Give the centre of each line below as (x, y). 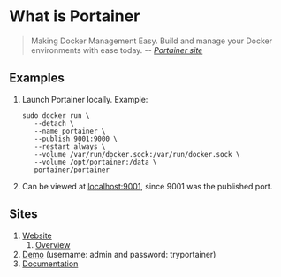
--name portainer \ (70, 131)
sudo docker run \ (56, 115)
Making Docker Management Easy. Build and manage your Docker (151, 41)
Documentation (50, 264)
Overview (53, 244)
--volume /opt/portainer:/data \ (95, 162)
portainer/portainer (72, 170)
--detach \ (54, 123)
